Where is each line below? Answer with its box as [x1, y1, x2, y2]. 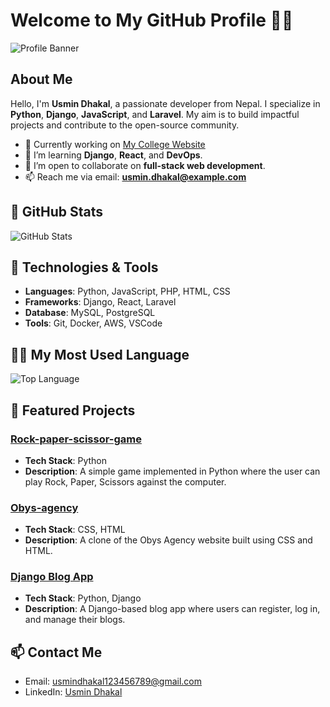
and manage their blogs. [24, 614, 126, 626]
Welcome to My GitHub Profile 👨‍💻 [10, 9, 294, 32]
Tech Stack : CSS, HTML [24, 524, 126, 536]
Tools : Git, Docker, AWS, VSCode [24, 317, 163, 329]
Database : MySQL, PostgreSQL [24, 307, 156, 319]
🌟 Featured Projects [10, 402, 136, 419]
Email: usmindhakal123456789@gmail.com [24, 675, 203, 688]
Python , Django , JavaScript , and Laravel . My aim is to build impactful [10, 108, 300, 120]
